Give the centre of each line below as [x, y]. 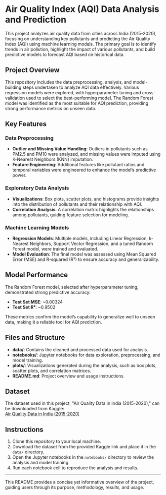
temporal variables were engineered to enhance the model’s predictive [84, 170]
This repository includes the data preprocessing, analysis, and [68, 82]
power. [19, 175]
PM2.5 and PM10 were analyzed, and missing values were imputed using [86, 154]
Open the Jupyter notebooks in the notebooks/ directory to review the [83, 457]
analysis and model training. [41, 463]
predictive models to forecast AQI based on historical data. [65, 54]
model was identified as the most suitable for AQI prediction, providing [77, 103]
